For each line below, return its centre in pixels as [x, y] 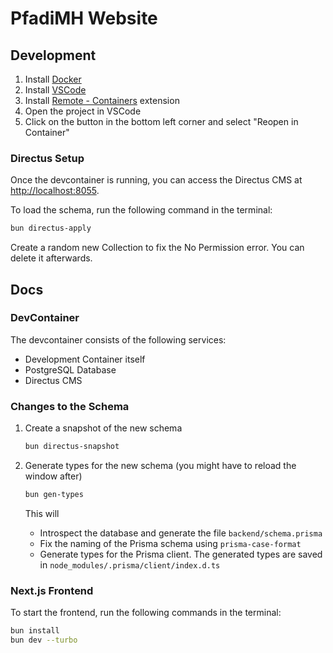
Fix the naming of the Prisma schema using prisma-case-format [170, 543]
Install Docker [53, 79]
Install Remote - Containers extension [102, 100]
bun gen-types [54, 495]
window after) [53, 476]
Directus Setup [47, 158]
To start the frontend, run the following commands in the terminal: [146, 613]
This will [42, 513]
